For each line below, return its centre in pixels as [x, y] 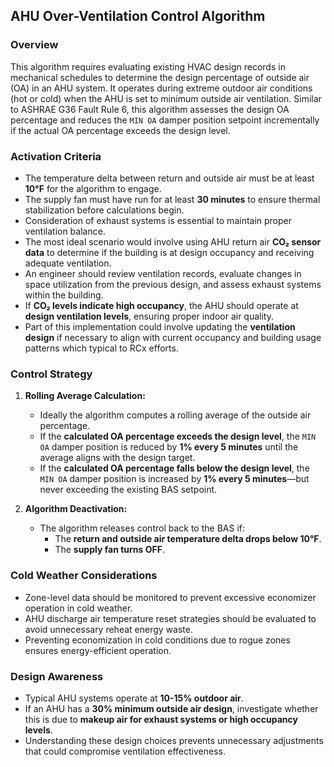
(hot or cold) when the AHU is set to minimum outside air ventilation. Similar [166, 98]
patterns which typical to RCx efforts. [101, 348]
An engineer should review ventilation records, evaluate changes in [163, 273]
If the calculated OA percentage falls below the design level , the [174, 468]
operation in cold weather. [78, 608]
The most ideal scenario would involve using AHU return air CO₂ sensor [173, 241]
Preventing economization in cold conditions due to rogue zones [157, 640]
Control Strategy [51, 374]
